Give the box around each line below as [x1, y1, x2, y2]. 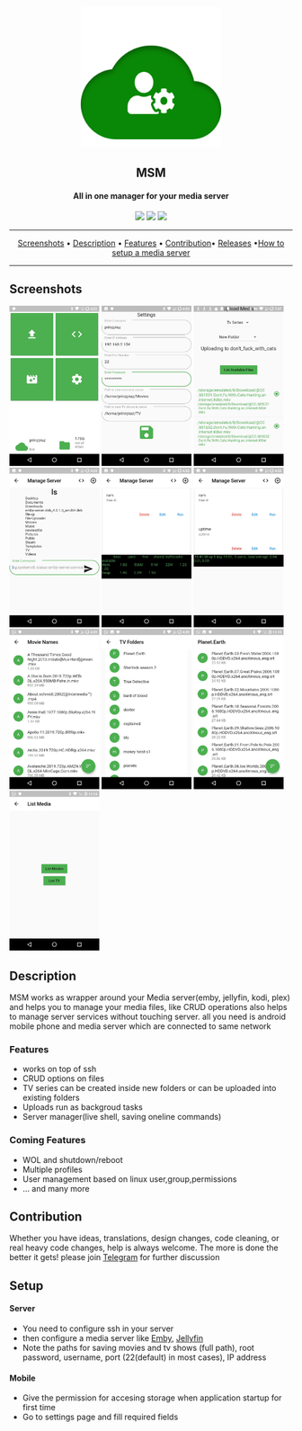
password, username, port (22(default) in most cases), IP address [22, 1352, 267, 1363]
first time [22, 1402, 56, 1413]
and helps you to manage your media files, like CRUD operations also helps [9, 1001, 288, 1012]
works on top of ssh [22, 1064, 97, 1075]
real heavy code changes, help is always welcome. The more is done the [9, 1242, 279, 1253]
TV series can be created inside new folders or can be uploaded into [22, 1083, 277, 1094]
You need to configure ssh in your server [22, 1323, 174, 1334]
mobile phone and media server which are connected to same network [9, 1020, 271, 1032]
